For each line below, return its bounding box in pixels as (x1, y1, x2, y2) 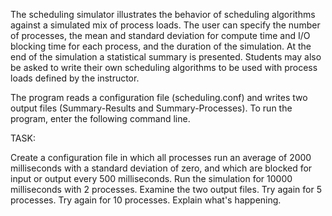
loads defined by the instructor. (10, 72, 140, 84)
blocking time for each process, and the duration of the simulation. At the (10, 40, 312, 52)
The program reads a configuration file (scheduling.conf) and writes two (10, 92, 308, 103)
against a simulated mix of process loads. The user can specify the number (10, 19, 321, 31)
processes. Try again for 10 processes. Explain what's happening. (10, 194, 282, 206)
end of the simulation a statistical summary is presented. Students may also (10, 51, 322, 63)
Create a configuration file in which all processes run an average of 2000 (10, 152, 312, 163)
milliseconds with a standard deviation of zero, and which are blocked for (10, 162, 313, 174)
